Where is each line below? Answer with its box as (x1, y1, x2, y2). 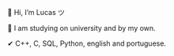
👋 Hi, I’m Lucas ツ (7, 8, 65, 17)
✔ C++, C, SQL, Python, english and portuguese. (7, 39, 167, 48)
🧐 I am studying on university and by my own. (7, 24, 156, 32)
